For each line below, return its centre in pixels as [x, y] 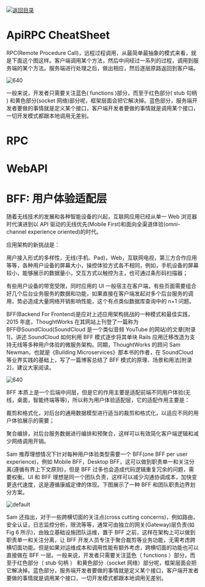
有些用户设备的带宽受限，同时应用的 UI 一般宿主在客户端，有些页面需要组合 [102, 286]
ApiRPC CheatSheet [58, 35]
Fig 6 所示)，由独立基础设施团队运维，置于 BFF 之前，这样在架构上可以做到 [101, 532]
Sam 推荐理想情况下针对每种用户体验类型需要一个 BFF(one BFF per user [97, 454]
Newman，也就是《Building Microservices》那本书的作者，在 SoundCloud [100, 352]
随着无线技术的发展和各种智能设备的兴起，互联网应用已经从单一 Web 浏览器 [102, 217]
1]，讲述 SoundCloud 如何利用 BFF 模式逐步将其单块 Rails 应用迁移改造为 [98, 337]
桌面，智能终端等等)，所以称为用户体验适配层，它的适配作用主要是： [103, 400]
